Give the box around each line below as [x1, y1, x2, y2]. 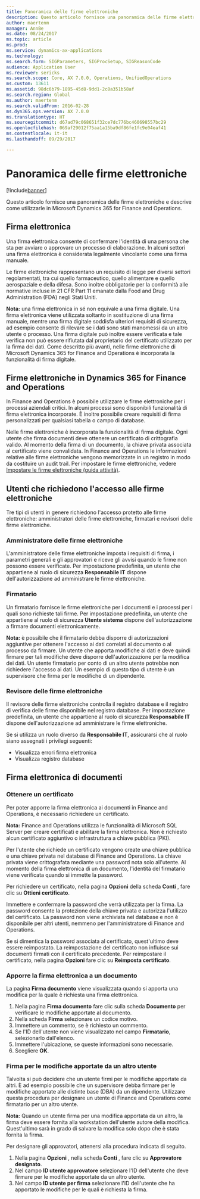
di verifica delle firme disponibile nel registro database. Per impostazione [6, 707, 186, 714]
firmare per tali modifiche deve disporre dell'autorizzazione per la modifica [6, 653, 190, 660]
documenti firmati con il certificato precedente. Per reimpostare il [6, 950, 167, 957]
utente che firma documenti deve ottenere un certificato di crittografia [6, 435, 179, 442]
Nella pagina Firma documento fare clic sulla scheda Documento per [14, 1003, 186, 1010]
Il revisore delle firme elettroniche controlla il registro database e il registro [6, 700, 189, 708]
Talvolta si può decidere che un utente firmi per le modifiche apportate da [6, 1076, 187, 1083]
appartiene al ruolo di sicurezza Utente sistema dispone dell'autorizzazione [6, 616, 192, 623]
